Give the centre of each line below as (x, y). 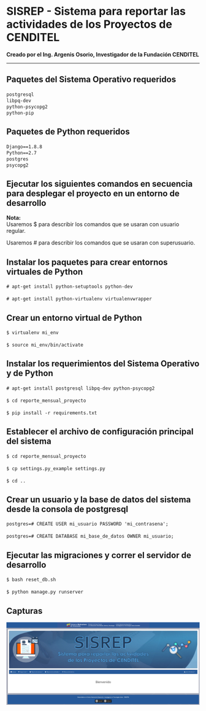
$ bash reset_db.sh (31, 580)
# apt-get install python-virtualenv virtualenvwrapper (79, 299)
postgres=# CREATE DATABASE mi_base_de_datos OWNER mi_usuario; (90, 536)
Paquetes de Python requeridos (68, 132)
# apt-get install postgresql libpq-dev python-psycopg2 (81, 388)
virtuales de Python (45, 272)
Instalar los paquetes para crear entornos (87, 262)
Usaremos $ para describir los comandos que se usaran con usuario (93, 224)
